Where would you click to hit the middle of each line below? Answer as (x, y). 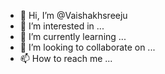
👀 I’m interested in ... (62, 26)
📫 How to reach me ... (66, 58)
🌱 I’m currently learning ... (73, 36)
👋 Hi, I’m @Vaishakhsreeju (73, 15)
